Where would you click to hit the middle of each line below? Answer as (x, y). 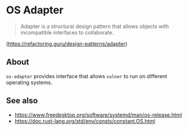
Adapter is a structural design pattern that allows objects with (95, 26)
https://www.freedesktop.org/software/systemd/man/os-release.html (98, 115)
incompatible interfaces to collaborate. (67, 32)
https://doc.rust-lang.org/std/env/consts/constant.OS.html (85, 121)
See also (22, 101)
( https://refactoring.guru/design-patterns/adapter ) (67, 44)
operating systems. (29, 82)
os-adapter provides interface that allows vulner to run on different (87, 76)
